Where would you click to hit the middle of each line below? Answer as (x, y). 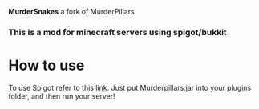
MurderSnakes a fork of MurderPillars (71, 12)
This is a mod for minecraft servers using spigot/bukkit (117, 32)
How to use (47, 65)
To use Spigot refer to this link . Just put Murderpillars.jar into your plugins (130, 87)
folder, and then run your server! (62, 96)
